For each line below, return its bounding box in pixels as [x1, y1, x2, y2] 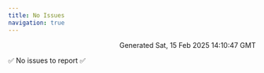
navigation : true [8, 19, 65, 27]
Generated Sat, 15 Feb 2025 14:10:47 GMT [119, 40, 256, 49]
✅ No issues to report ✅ [8, 56, 86, 65]
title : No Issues [8, 11, 65, 20]
